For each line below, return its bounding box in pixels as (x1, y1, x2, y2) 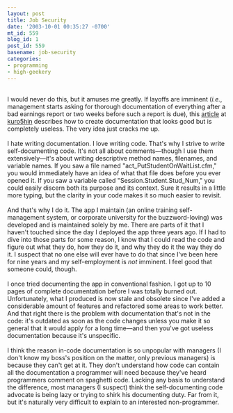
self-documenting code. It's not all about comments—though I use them (7, 147, 214, 155)
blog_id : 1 (7, 36, 39, 43)
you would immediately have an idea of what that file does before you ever (7, 168, 221, 177)
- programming (7, 62, 49, 69)
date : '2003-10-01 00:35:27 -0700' (7, 23, 111, 30)
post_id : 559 (7, 42, 45, 49)
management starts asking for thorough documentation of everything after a (7, 102, 226, 111)
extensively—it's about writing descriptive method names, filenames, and (7, 154, 218, 162)
